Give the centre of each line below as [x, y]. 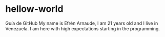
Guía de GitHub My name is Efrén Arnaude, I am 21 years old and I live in [82, 23]
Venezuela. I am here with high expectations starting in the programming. [83, 28]
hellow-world [34, 9]
